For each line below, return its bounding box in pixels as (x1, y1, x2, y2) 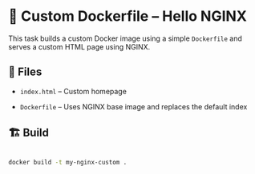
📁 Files (8, 65, 42, 79)
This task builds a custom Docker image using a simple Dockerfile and (8, 34, 243, 43)
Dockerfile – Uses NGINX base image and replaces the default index (19, 101, 248, 111)
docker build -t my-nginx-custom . (8, 158, 127, 166)
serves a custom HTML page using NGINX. (8, 42, 151, 51)
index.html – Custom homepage (19, 86, 127, 96)
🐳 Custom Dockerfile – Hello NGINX (8, 7, 247, 26)
